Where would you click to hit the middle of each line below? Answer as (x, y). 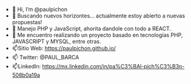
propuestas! (27, 22)
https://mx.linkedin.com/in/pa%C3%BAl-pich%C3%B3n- (113, 66)
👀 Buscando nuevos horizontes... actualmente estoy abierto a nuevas (99, 16)
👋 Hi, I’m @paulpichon (40, 9)
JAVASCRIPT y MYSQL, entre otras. (56, 41)
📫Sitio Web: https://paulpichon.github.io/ (64, 48)
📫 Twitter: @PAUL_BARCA (45, 57)
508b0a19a (26, 75)
